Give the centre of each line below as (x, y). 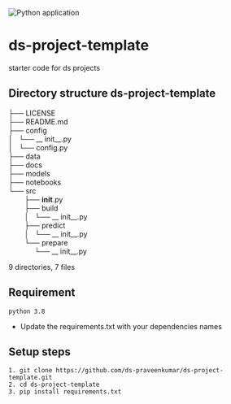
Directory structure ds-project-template (112, 93)
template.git (31, 378)
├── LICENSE (32, 113)
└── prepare (46, 242)
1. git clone (31, 371)
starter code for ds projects (54, 67)
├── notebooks (35, 182)
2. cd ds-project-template (54, 385)
